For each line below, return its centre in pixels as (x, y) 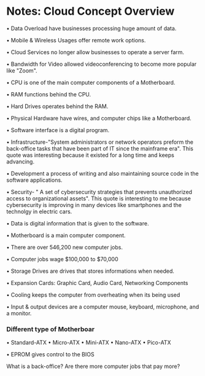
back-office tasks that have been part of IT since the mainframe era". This (100, 148)
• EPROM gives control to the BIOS (50, 354)
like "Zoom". (22, 70)
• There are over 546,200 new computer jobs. (64, 247)
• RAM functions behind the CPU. (49, 94)
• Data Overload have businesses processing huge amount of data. (91, 28)
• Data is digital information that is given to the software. (78, 223)
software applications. (34, 180)
